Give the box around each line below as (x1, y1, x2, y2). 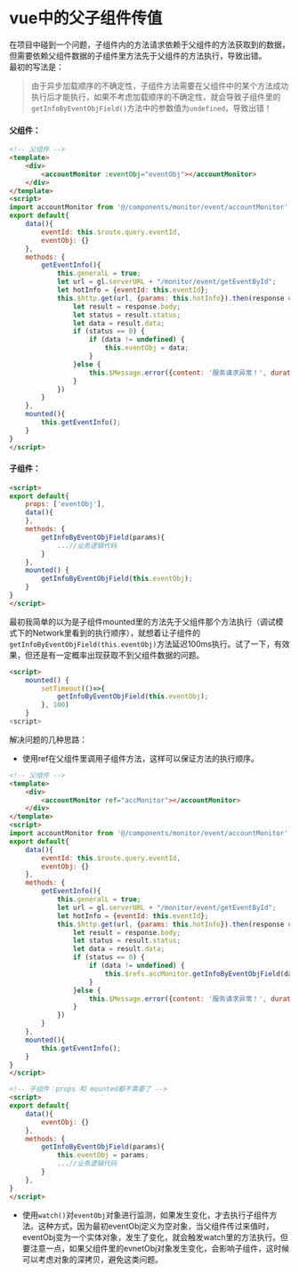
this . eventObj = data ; (104, 343, 190, 352)
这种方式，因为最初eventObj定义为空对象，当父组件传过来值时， (37, 1221, 274, 1231)
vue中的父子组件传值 (9, 8, 163, 28)
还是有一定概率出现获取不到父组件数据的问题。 (32, 649, 205, 660)
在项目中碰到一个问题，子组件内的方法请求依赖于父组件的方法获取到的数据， (9, 39, 290, 50)
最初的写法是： (9, 61, 64, 72)
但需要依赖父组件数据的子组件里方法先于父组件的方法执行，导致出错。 (9, 50, 267, 60)
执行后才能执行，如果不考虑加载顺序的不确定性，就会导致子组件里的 (30, 91, 281, 102)
